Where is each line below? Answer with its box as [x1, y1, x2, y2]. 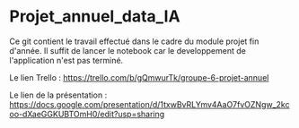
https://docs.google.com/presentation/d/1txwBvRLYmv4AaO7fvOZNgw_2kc [9, 98, 290, 109]
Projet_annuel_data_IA [9, 6, 181, 27]
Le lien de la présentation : [9, 90, 108, 100]
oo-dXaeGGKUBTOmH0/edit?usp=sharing [9, 108, 165, 119]
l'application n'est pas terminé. [9, 55, 124, 65]
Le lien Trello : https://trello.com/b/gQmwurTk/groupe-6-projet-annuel [9, 72, 269, 82]
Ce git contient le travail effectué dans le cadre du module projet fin [9, 36, 259, 47]
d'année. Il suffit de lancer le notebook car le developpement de [9, 45, 247, 55]
